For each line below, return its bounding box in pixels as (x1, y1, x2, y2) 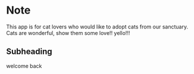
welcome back (6, 62, 42, 69)
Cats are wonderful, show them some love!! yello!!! (6, 29, 130, 36)
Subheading (6, 47, 52, 57)
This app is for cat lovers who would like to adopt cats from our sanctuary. (6, 23, 189, 30)
